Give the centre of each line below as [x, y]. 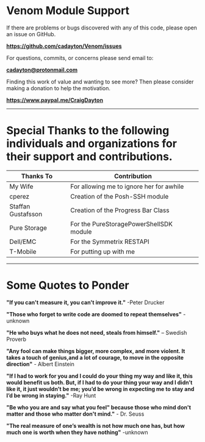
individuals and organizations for [92, 144]
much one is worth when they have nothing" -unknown [77, 432]
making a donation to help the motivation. [59, 88]
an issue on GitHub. [31, 34]
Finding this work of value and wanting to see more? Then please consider [100, 82]
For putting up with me [103, 251]
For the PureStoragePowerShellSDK [121, 224]
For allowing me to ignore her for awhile [127, 186]
